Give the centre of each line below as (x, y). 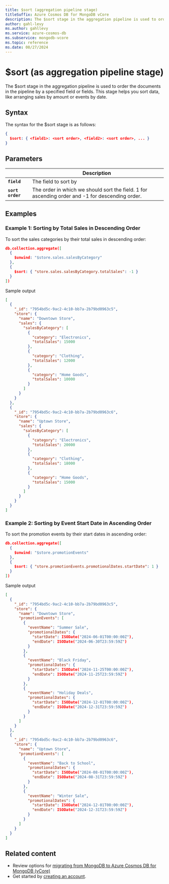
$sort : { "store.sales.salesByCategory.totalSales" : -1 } (76, 272)
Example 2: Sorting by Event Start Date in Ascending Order (78, 523)
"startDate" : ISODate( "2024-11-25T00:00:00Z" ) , (83, 670)
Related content (31, 854)
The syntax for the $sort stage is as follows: (51, 125)
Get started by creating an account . (49, 876)
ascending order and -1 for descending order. (87, 196)
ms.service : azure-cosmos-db (36, 33)
